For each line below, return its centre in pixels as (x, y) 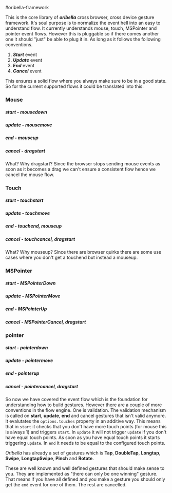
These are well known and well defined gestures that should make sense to (85, 468)
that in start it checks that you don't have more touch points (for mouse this (86, 427)
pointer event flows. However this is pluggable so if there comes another (82, 34)
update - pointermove (29, 361)
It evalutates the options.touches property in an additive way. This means (83, 421)
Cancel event (27, 71)
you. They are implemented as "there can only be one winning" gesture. (81, 474)
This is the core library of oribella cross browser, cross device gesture (80, 17)
